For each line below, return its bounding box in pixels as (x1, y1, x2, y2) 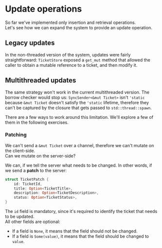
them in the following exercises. (5, 119, 69, 125)
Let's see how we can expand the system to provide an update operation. (5, 24, 152, 30)
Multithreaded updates (5, 76, 76, 85)
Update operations (5, 3, 82, 15)
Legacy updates (5, 39, 55, 47)
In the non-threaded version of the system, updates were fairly (5, 52, 131, 57)
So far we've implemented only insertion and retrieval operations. (5, 19, 136, 25)
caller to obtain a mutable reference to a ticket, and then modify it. (5, 62, 138, 68)
